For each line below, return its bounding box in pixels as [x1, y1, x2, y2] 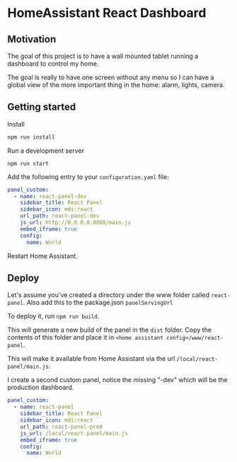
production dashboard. [7, 383, 74, 392]
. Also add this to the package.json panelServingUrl [23, 299, 173, 307]
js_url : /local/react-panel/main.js [20, 429, 129, 437]
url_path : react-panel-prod [20, 423, 103, 430]
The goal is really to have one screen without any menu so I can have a [7, 73, 214, 81]
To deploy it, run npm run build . [7, 312, 100, 320]
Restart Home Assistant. [7, 251, 78, 260]
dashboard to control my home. [7, 59, 99, 68]
